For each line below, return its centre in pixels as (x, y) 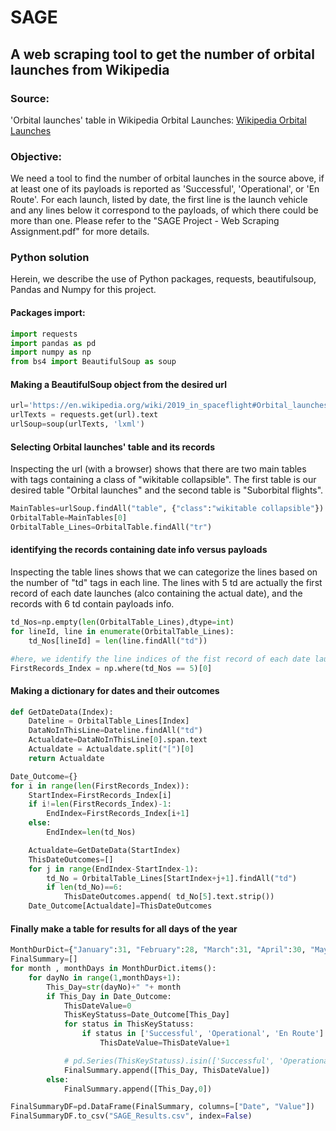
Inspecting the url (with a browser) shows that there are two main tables (158, 469)
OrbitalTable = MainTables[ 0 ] (69, 518)
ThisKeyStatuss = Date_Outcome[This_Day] (146, 1015)
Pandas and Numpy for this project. (83, 290)
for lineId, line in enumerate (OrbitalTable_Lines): (122, 631)
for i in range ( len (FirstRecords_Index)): (100, 786)
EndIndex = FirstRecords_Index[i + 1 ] (118, 814)
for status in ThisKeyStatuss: (129, 1024)
